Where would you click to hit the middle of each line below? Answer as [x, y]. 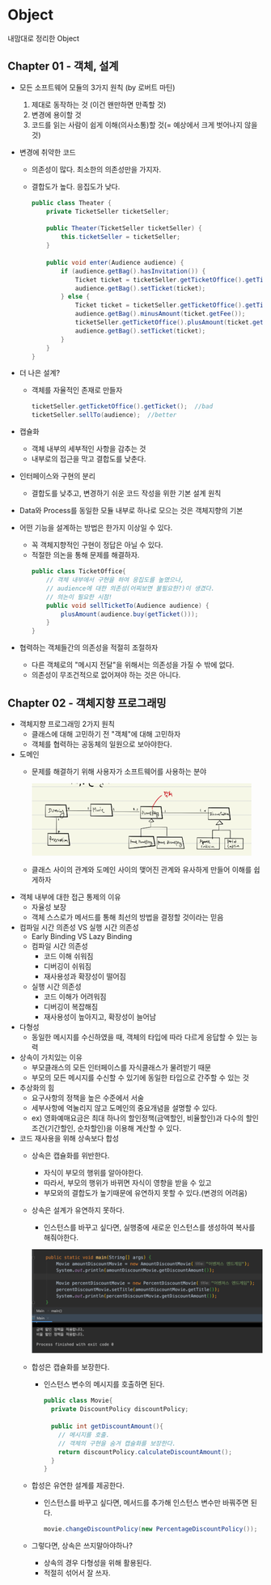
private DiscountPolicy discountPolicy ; [120, 1409]
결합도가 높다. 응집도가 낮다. [76, 186]
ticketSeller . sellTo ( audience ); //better [104, 415]
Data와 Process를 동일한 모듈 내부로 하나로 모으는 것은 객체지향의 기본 [131, 511]
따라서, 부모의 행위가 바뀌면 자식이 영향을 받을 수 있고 [127, 1183]
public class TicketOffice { [78, 572]
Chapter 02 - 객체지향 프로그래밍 [87, 703]
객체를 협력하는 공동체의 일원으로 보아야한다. [102, 744]
